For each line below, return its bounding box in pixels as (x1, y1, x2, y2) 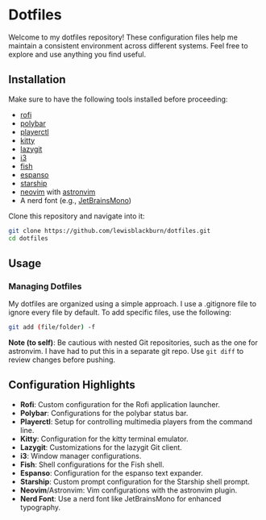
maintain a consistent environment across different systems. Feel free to (8, 40, 248, 50)
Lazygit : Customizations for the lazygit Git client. (19, 442, 183, 452)
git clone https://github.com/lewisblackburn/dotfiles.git (8, 227, 211, 235)
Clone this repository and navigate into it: (8, 211, 145, 221)
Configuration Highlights (8, 378, 135, 392)
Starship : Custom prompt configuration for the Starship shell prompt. (19, 476, 250, 486)
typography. (19, 502, 61, 512)
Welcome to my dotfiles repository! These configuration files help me (8, 32, 238, 42)
